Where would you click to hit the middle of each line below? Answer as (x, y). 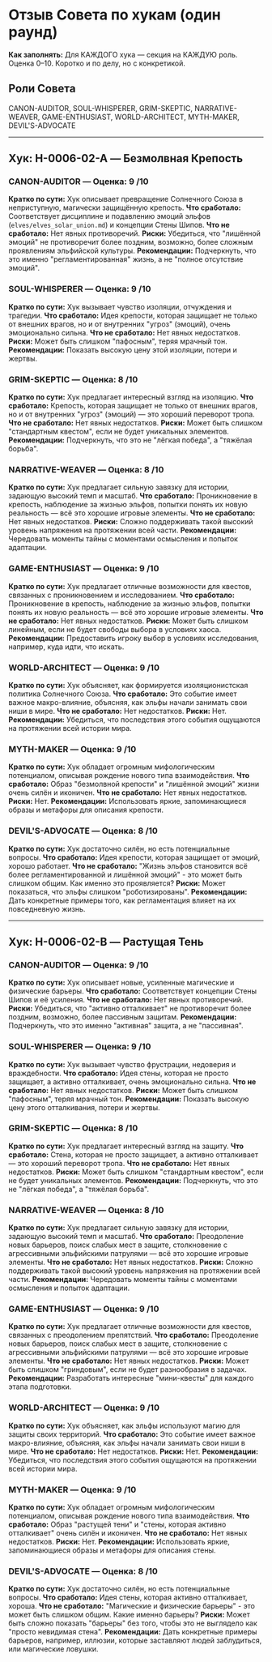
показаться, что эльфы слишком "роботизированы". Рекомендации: (128, 891)
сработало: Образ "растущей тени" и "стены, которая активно (117, 1524)
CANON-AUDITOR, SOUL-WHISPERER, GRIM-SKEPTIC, (100, 108)
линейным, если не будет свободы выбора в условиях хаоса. (115, 629)
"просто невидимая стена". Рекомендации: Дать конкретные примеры (133, 1632)
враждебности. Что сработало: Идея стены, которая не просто (119, 1073)
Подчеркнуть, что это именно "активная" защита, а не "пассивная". (126, 1026)
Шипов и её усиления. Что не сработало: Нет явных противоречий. (126, 1000)
